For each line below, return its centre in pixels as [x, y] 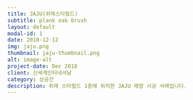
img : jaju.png [28, 46]
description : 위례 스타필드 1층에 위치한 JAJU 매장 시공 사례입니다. [97, 86]
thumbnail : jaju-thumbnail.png [54, 54]
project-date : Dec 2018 [43, 66]
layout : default [31, 27]
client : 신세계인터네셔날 [40, 73]
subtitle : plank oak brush [47, 20]
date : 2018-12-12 [33, 40]
